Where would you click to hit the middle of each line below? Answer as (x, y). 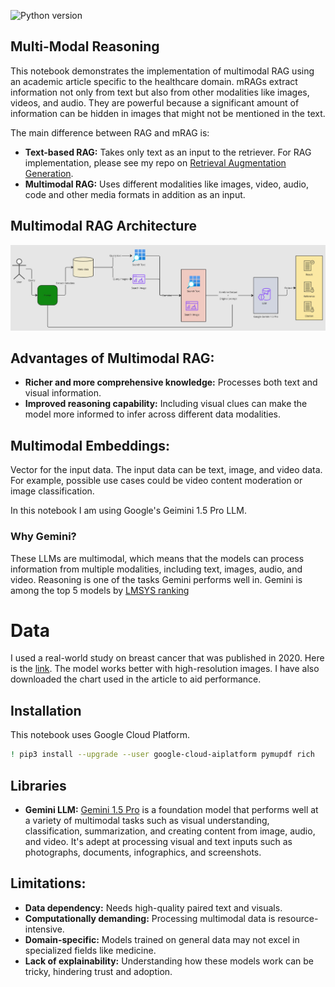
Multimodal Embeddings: (90, 445)
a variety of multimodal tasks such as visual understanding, (147, 820)
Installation (46, 710)
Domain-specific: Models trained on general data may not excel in (162, 939)
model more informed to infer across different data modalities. (152, 414)
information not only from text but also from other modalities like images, (160, 92)
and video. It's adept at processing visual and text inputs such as (158, 841)
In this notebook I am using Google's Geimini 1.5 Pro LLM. (128, 511)
